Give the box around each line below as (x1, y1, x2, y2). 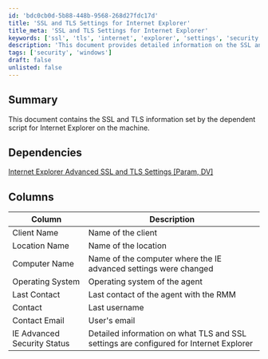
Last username (88, 302, 144, 314)
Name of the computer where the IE (88, 253, 222, 264)
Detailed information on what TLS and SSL (88, 328, 247, 339)
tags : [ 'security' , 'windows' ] (8, 49, 112, 57)
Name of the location (88, 240, 167, 251)
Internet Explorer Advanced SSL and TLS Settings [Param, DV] (8, 167, 214, 176)
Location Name (12, 240, 69, 251)
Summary (8, 93, 58, 107)
